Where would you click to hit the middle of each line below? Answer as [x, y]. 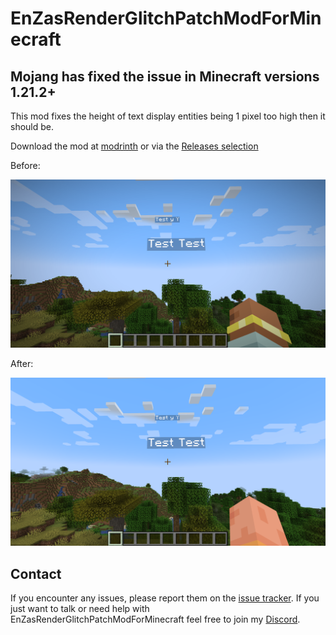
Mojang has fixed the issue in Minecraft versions [165, 76]
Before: [25, 165]
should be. [32, 126]
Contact [36, 573]
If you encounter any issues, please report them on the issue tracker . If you [165, 598]
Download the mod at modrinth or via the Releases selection [134, 146]
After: [22, 364]
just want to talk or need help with [80, 609]
